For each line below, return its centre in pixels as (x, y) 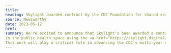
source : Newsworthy (26, 19)
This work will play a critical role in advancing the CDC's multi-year (84, 43)
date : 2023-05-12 (24, 24)
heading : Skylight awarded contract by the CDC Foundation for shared (82, 15)
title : (12, 10)
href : (11, 29)
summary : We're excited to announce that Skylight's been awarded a (79, 33)
